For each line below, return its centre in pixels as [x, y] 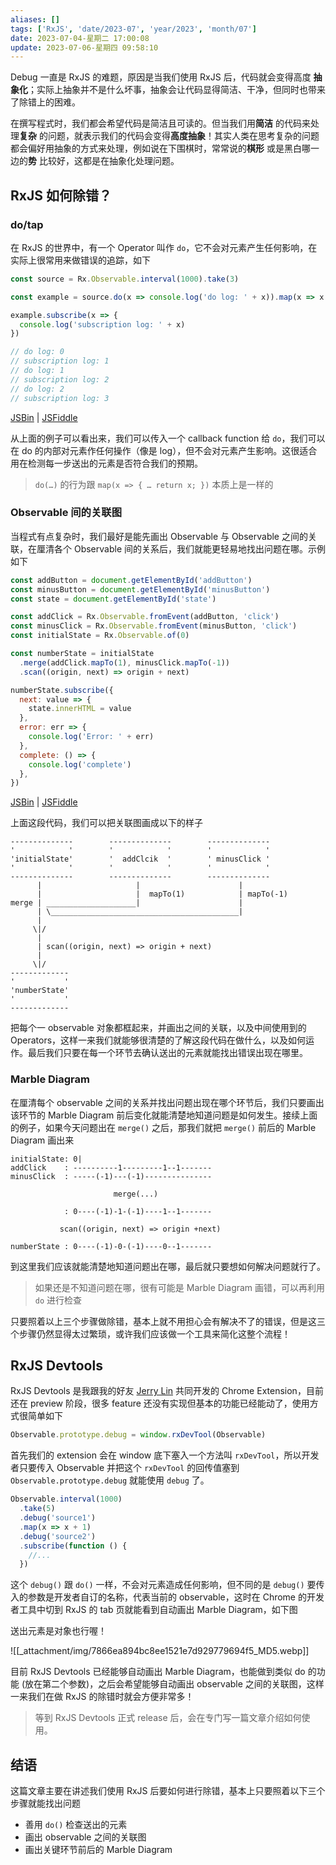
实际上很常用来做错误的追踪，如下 [80, 260]
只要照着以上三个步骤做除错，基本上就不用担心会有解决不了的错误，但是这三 [168, 1321]
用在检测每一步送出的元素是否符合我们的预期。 [106, 463]
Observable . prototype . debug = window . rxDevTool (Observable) [138, 1435]
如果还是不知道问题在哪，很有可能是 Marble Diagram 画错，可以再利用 [180, 1287]
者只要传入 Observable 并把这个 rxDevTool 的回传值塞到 [125, 1468]
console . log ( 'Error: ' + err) [91, 737]
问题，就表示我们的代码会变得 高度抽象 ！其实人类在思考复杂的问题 [183, 136]
